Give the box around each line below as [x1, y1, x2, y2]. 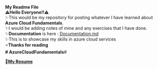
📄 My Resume [5, 59, 33, 64]
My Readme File [5, 4, 39, 10]
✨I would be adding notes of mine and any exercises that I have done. [5, 25, 148, 31]
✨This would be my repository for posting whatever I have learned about [5, 15, 153, 20]
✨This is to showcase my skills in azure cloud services [5, 36, 117, 42]
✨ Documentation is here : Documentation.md [5, 31, 99, 36]
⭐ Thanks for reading [5, 42, 48, 48]
